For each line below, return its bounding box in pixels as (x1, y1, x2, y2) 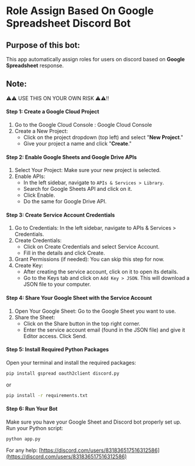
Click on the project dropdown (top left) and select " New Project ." (23, 134, 183, 141)
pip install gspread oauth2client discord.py (6, 370, 119, 376)
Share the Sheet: (14, 313, 56, 320)
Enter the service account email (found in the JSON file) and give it (23, 326, 186, 333)
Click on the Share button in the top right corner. (23, 320, 141, 327)
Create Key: (14, 262, 43, 269)
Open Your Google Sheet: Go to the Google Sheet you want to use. (14, 308, 176, 315)
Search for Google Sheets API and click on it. (23, 186, 132, 193)
